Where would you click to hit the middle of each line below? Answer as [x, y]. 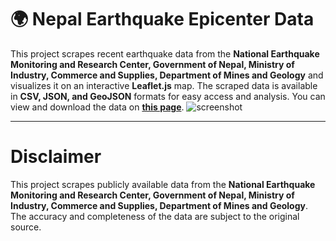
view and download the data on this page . [97, 107]
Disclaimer [56, 157]
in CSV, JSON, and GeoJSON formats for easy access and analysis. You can [168, 96]
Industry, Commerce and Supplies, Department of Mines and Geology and [167, 75]
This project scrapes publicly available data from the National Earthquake [163, 184]
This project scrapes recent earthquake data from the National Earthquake [165, 53]
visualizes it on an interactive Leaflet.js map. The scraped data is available [164, 85]
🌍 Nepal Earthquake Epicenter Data [162, 19]
